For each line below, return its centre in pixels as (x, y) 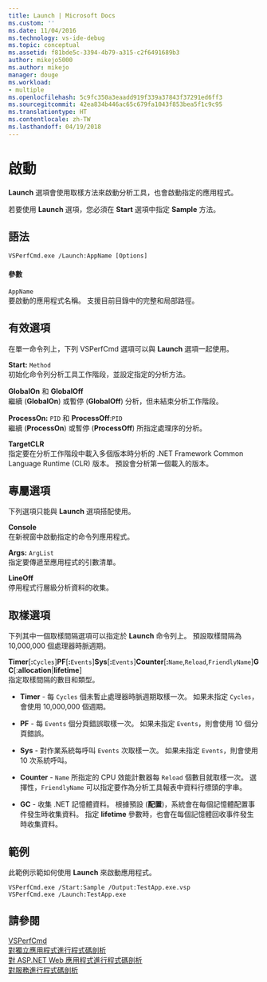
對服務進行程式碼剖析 (43, 970)
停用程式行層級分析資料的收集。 (61, 587)
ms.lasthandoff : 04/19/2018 (55, 127)
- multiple (26, 90)
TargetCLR (26, 444)
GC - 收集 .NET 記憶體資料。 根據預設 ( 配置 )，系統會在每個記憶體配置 (134, 804)
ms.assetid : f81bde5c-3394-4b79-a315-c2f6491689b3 (94, 53)
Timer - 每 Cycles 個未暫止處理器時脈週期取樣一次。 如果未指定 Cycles (135, 697)
